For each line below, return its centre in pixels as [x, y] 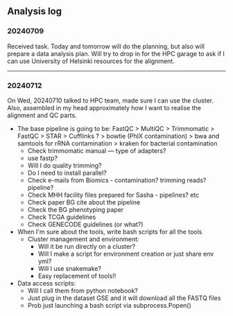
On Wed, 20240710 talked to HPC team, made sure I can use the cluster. [110, 100]
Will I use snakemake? [70, 268]
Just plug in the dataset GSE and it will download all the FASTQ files [124, 298]
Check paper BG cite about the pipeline [84, 202]
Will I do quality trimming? [64, 165]
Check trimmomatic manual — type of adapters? [97, 150]
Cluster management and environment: [84, 239]
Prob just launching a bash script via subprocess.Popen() [110, 305]
